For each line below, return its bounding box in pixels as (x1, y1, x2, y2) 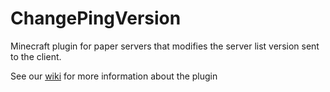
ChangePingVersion (10, 7, 182, 30)
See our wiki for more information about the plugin (10, 70, 218, 82)
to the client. (10, 50, 62, 62)
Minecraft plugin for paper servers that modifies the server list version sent (10, 40, 320, 52)
